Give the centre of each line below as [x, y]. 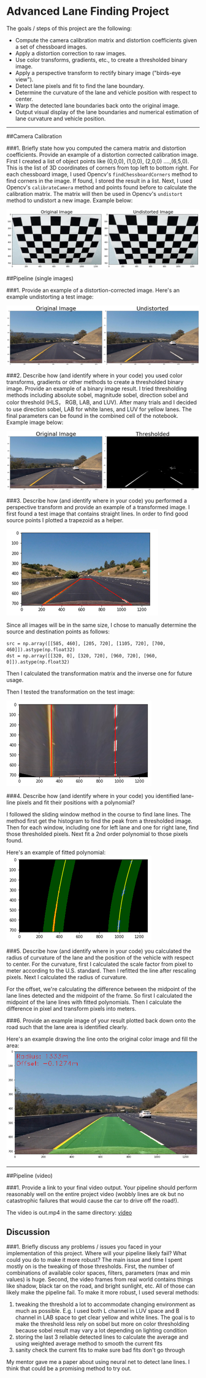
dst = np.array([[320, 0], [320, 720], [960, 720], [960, [82, 656]
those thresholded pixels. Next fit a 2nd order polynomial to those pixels [97, 834]
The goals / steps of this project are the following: [69, 28]
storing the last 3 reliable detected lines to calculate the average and [102, 1337]
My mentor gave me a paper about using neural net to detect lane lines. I [98, 1361]
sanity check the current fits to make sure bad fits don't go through [100, 1350]
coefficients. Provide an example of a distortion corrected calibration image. [102, 154]
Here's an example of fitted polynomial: [56, 852]
